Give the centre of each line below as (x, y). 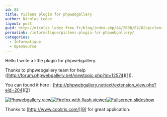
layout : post (19, 23)
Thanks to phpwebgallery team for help (45, 70)
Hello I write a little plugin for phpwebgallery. (51, 60)
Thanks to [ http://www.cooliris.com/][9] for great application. (68, 109)
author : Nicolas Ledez (29, 19)
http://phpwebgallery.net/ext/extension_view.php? (105, 85)
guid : (11, 28)
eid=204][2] (18, 90)
